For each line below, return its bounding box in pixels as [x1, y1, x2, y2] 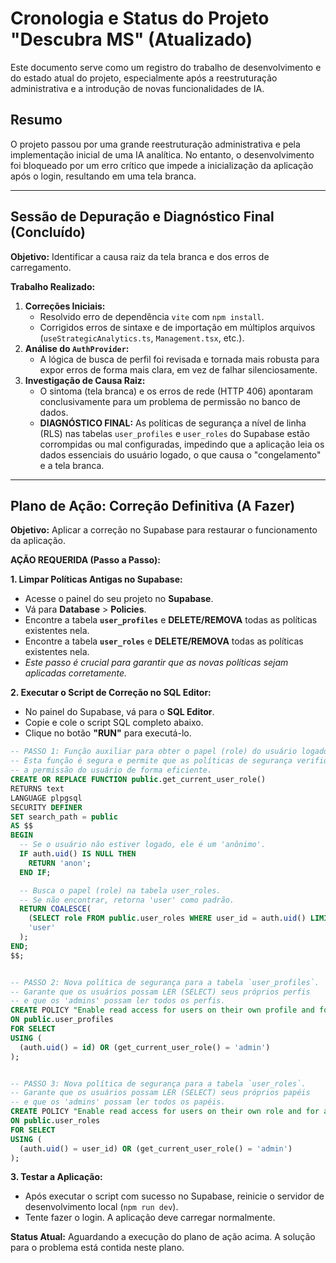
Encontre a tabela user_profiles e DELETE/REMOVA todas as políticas [24, 614, 318, 626]
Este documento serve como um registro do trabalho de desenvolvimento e [10, 61, 322, 73]
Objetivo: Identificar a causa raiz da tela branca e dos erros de [10, 250, 270, 262]
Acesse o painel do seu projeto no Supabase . [24, 593, 214, 605]
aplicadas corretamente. [24, 667, 128, 679]
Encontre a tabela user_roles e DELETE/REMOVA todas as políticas [24, 635, 304, 647]
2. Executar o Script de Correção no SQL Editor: [10, 687, 212, 699]
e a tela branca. [39, 459, 105, 471]
